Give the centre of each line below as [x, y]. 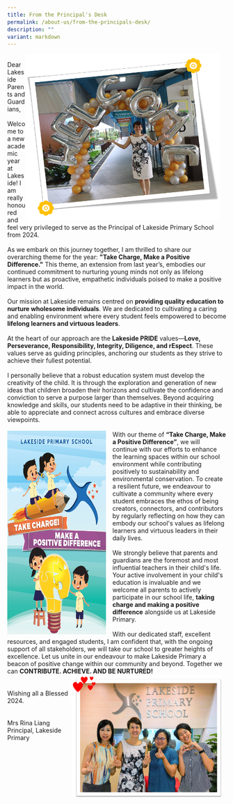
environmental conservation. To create [168, 479]
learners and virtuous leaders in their [165, 531]
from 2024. [23, 235]
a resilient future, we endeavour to [161, 487]
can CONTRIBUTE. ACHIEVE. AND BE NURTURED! [80, 671]
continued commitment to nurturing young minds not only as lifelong [105, 272]
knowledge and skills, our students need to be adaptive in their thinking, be [115, 405]
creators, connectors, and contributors [168, 509]
